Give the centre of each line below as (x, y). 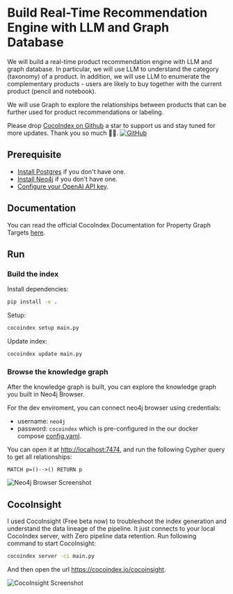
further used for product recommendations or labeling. (86, 112)
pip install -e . (32, 302)
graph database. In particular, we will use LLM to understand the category (113, 69)
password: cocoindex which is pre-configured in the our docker (107, 428)
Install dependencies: (38, 289)
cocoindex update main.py (45, 354)
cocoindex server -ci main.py (51, 556)
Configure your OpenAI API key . (63, 186)
